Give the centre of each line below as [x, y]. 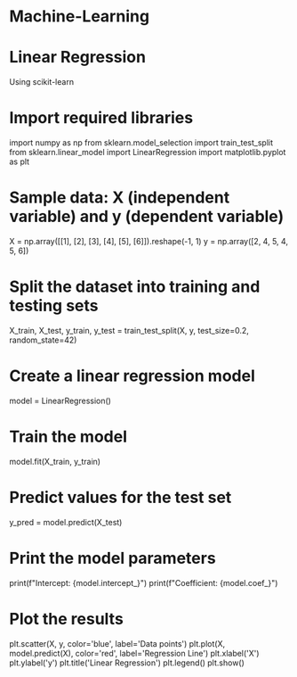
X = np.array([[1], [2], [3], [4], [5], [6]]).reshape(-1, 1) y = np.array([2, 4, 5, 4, [149, 241]
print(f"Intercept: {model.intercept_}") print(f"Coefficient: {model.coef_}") [144, 582]
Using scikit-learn [41, 82]
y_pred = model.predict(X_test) [66, 522]
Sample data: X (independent [120, 198]
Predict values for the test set [120, 498]
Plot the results [67, 619]
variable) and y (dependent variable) [147, 217]
